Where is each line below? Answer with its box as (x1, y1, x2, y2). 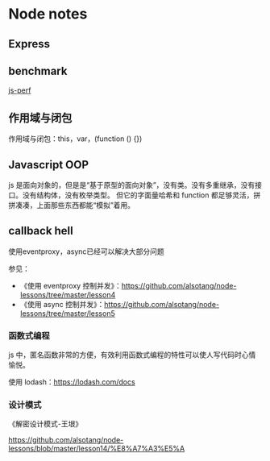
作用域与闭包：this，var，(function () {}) (8, 134, 143, 143)
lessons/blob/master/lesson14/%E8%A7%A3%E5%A (8, 444, 185, 454)
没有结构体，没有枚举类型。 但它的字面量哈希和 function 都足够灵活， (22, 190, 254, 200)
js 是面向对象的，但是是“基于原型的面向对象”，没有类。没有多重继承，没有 (8, 181, 255, 190)
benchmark (8, 64, 68, 77)
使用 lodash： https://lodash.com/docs (8, 377, 135, 387)
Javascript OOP (8, 158, 89, 172)
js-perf (8, 85, 31, 95)
